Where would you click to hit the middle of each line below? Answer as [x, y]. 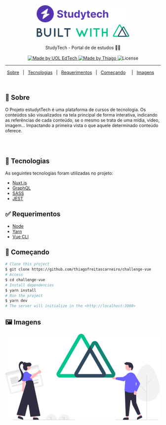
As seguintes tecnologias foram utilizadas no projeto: [59, 173]
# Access [14, 275]
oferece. [14, 130]
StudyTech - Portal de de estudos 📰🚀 [83, 48]
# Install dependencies [30, 285]
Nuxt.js [20, 182]
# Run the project [24, 296]
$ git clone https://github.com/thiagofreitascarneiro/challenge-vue [78, 270]
